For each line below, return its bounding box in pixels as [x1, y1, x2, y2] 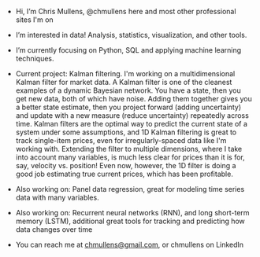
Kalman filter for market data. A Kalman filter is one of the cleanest [15, 78, 232, 86]
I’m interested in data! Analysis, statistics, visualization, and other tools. [15, 31, 247, 39]
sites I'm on [15, 15, 54, 24]
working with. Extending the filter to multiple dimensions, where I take [15, 145, 243, 153]
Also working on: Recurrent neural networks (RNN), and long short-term [15, 208, 250, 217]
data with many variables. [15, 193, 100, 202]
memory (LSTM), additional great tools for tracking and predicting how [15, 216, 246, 226]
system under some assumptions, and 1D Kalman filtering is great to [15, 127, 237, 137]
